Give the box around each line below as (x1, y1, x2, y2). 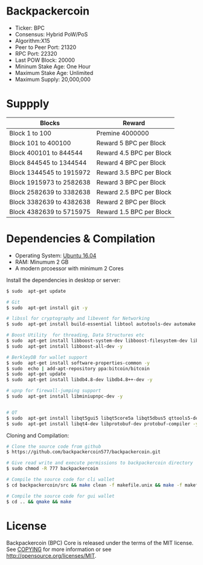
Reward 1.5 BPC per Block (96, 207, 172, 216)
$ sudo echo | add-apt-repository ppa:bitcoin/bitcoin (6, 365, 150, 371)
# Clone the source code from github (6, 443, 101, 449)
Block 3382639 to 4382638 (9, 198, 91, 206)
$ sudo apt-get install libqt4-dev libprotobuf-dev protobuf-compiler (6, 420, 190, 427)
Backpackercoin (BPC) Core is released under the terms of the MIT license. (6, 539, 194, 546)
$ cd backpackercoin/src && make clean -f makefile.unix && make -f (6, 482, 182, 488)
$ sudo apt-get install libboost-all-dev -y (6, 343, 123, 349)
